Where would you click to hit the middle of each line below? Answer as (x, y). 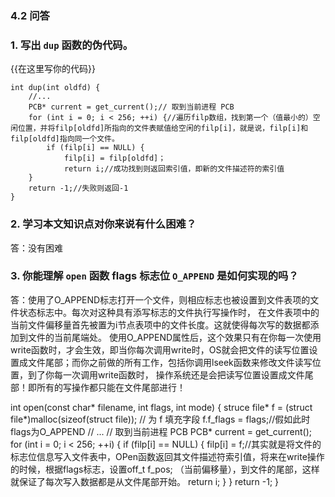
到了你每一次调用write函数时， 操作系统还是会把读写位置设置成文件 (166, 374)
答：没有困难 (36, 248)
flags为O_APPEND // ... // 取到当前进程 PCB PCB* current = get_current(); (161, 431)
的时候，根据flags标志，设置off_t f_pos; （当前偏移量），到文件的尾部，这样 (165, 469)
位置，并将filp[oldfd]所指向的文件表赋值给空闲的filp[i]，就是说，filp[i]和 (163, 128)
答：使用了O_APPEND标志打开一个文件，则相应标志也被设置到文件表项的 (160, 299)
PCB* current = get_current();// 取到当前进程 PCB (131, 107)
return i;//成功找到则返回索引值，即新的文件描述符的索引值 (174, 169)
